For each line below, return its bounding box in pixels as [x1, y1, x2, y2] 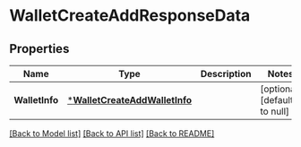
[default [259, 94, 294, 106]
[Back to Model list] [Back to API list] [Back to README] [9, 128, 215, 139]
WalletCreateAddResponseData [9, 5, 251, 26]
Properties [9, 41, 70, 56]
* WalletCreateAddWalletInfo [66, 94, 193, 106]
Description [200, 68, 252, 80]
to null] [259, 105, 289, 117]
